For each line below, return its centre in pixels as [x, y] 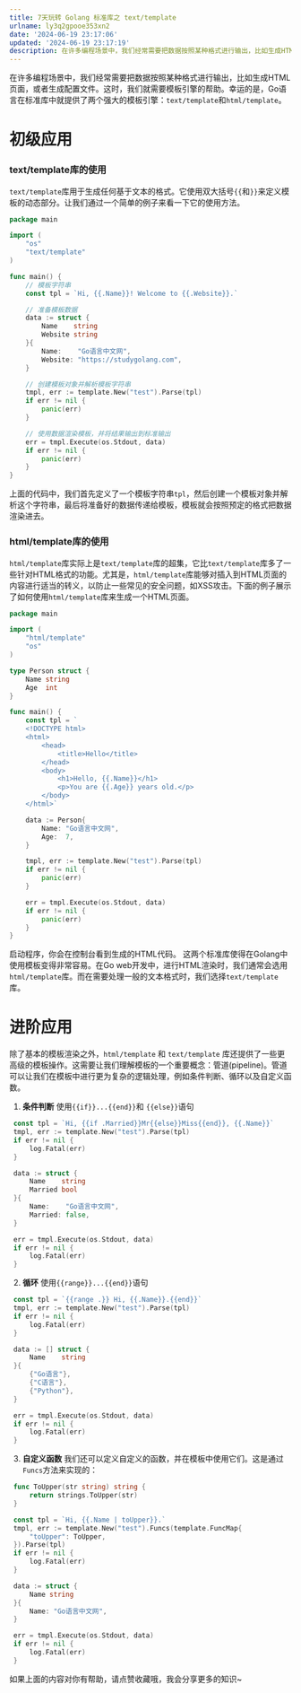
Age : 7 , [58, 837]
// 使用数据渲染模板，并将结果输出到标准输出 [98, 433]
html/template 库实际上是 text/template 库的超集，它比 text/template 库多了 [146, 563]
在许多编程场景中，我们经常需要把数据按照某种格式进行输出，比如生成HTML [150, 78]
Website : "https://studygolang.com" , [112, 360]
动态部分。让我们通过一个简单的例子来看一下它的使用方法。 [134, 202]
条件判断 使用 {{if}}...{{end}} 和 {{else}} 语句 [108, 1107]
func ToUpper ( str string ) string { [79, 1487]
